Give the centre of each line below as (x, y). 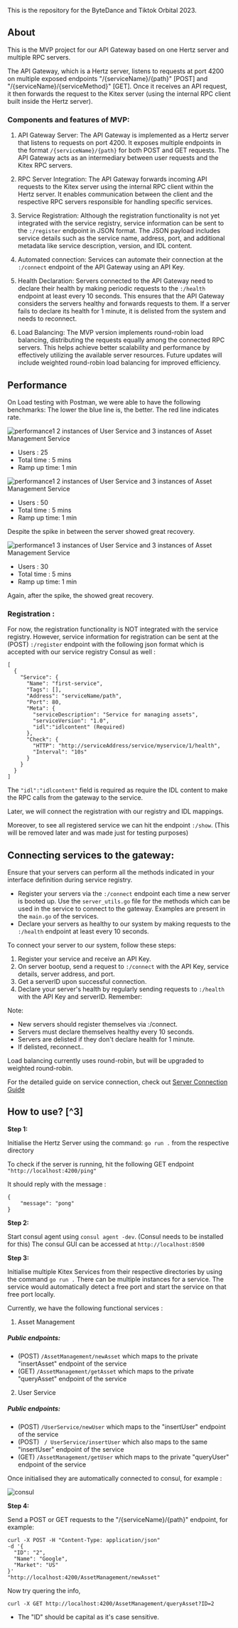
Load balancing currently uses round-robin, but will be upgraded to (106, 1061)
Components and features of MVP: (69, 119)
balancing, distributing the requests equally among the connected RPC (121, 340)
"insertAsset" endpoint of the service (72, 1364)
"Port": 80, (44, 702)
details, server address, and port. (66, 974)
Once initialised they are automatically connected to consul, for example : (115, 1478)
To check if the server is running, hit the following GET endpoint (101, 1164)
